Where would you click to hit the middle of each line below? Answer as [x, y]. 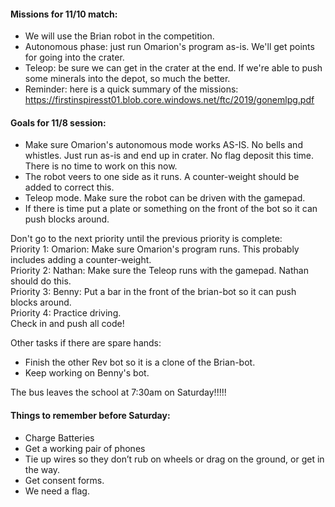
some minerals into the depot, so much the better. [127, 79]
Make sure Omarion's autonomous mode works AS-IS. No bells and [163, 145]
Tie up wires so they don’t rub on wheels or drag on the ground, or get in [174, 459]
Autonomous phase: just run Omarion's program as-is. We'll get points [169, 47]
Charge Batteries [59, 437]
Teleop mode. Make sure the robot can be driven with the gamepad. [165, 198]
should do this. [41, 281]
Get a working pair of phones [85, 448]
